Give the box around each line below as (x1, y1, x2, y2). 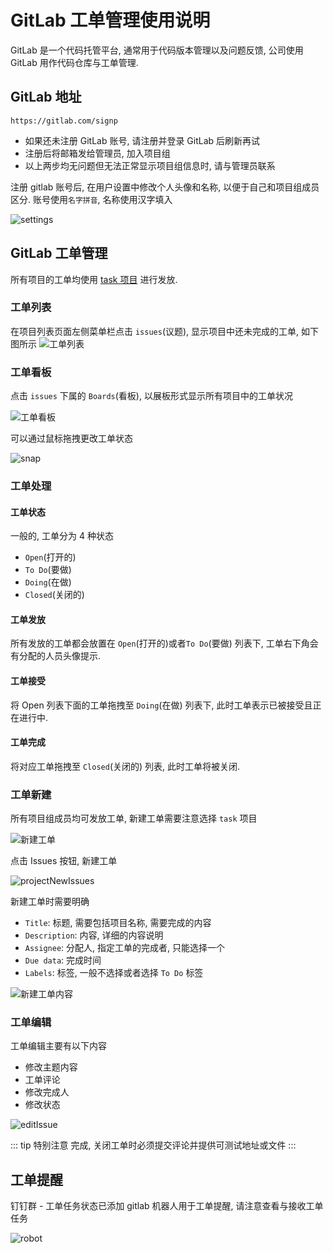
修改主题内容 (24, 1061, 78, 1073)
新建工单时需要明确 (10, 896, 90, 908)
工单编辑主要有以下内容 (10, 1040, 107, 1052)
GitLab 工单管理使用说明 (10, 9, 211, 32)
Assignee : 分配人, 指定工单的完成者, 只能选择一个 (24, 942, 225, 954)
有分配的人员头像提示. (10, 650, 102, 662)
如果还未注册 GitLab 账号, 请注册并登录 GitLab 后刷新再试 (24, 134, 261, 146)
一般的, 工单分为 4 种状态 (10, 530, 114, 542)
